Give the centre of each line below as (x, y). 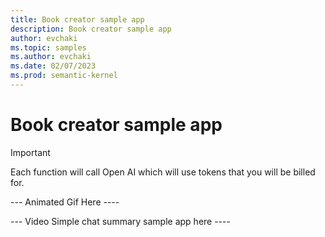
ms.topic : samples (48, 47)
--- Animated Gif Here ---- (65, 202)
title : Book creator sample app (77, 19)
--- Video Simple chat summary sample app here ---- (120, 221)
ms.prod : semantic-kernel (64, 76)
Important (30, 152)
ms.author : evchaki (51, 57)
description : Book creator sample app (91, 29)
